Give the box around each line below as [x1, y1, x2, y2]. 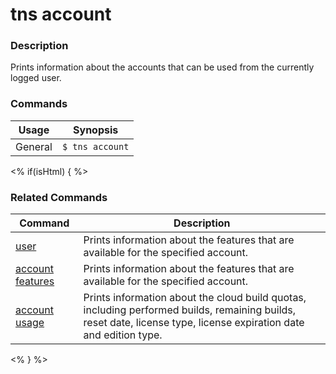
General [15, 139, 53, 153]
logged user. [10, 72, 62, 84]
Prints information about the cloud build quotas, [83, 291, 307, 305]
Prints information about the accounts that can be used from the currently [10, 61, 315, 73]
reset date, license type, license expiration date [83, 316, 305, 330]
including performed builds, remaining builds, [83, 303, 297, 317]
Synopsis [73, 123, 119, 137]
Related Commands [10, 190, 108, 204]
